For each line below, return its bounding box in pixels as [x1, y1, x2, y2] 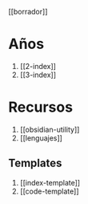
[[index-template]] [19, 177, 81, 187]
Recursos [8, 98, 74, 116]
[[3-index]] [19, 70, 57, 80]
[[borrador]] [8, 7, 48, 16]
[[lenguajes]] [19, 133, 62, 143]
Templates [8, 157, 62, 170]
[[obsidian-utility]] [19, 124, 80, 134]
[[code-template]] [19, 186, 79, 196]
